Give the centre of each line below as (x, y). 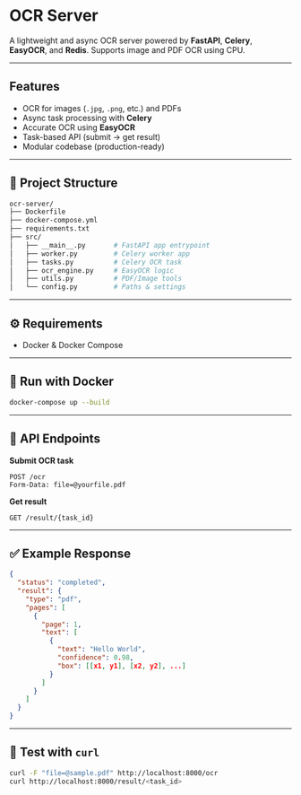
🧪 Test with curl (55, 752)
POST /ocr (28, 476)
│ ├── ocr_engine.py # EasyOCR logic (92, 270)
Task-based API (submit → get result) (91, 136)
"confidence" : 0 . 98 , (95, 658)
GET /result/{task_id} (52, 518)
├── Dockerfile (38, 212)
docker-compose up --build (60, 402)
